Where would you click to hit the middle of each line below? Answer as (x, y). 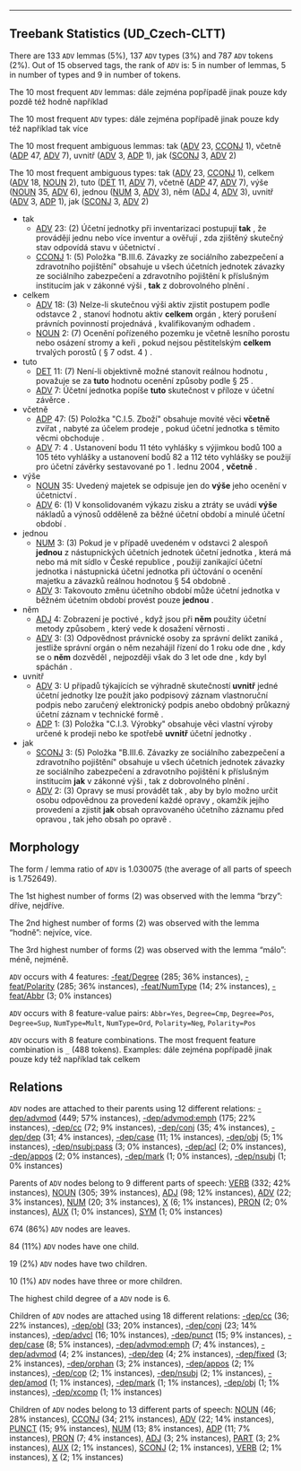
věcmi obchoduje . (70, 438)
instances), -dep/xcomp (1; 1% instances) (86, 1392)
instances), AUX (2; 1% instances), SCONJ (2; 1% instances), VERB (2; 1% (146, 1448)
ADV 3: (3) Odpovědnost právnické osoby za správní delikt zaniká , (159, 638)
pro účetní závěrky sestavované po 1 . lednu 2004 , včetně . (146, 466)
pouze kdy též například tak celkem (75, 1058)
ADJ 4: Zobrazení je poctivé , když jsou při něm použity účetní (151, 619)
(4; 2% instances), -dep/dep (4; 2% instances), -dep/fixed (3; (172, 1354)
